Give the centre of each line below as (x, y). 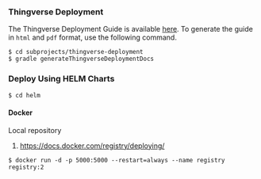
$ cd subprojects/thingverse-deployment (76, 52)
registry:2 (26, 167)
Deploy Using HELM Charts (61, 79)
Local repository (35, 130)
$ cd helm (25, 95)
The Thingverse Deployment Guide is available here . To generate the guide (131, 29)
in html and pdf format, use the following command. (92, 37)
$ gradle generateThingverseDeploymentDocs (81, 59)
